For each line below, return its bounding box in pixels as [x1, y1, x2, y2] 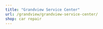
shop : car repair [5, 16, 42, 21]
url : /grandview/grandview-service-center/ [5, 12, 98, 17]
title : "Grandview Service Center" [5, 7, 80, 12]
